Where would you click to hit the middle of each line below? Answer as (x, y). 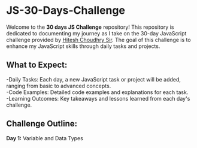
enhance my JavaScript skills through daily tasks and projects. (83, 46)
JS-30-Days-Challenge (66, 10)
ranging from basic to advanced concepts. (59, 86)
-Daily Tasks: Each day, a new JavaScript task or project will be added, (94, 79)
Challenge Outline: (42, 124)
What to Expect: (37, 65)
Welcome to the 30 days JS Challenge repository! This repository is (90, 27)
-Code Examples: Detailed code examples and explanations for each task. (97, 92)
